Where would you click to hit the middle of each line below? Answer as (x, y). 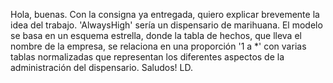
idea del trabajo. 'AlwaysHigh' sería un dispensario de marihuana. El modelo (166, 25)
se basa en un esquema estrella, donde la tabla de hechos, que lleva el (156, 35)
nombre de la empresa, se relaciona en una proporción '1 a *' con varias (158, 46)
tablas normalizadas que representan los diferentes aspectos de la (147, 57)
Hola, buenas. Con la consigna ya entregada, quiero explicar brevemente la (165, 14)
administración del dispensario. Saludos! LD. (101, 67)
